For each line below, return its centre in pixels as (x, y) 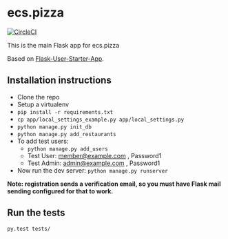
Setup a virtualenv (43, 104)
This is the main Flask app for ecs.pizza (63, 45)
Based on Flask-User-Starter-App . (56, 58)
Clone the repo (38, 97)
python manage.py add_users (68, 149)
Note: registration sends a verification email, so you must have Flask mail (114, 184)
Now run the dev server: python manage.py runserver (93, 170)
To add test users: (43, 141)
